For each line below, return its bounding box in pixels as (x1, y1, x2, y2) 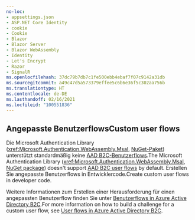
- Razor (6, 63, 25, 70)
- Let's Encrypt (6, 58, 46, 64)
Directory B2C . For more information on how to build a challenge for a (6, 201, 174, 208)
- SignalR (6, 69, 31, 75)
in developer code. (6, 177, 52, 184)
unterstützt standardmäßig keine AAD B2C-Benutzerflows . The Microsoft (6, 152, 183, 159)
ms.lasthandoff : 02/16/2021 (6, 96, 76, 102)
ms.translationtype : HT (6, 86, 65, 91)
